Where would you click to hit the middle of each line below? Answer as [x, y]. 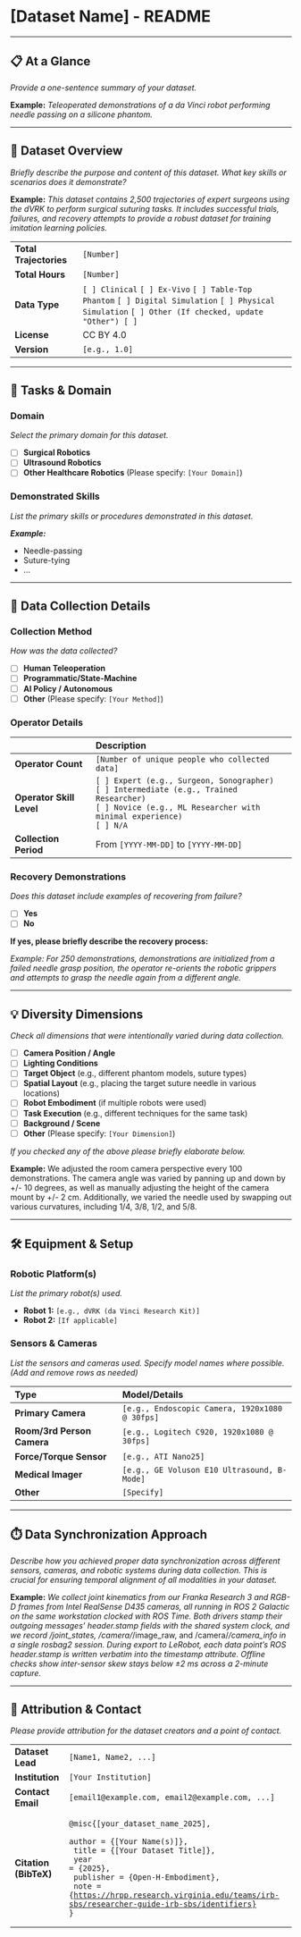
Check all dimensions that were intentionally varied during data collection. [147, 1036]
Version [32, 349]
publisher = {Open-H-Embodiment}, [147, 1878]
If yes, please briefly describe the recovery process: [109, 941]
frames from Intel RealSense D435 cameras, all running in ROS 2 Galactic [154, 1606]
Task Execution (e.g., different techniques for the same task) [135, 1113]
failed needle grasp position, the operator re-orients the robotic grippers [143, 968]
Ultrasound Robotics [62, 463]
